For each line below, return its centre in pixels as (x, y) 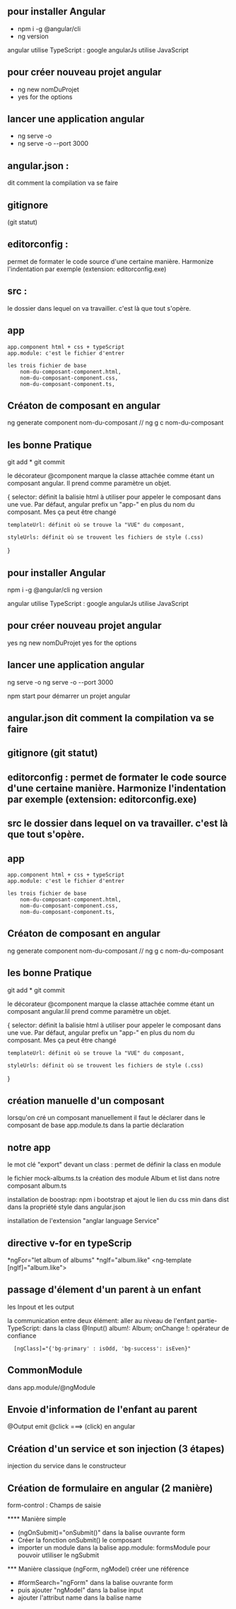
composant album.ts (37, 1186)
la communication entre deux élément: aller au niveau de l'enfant (102, 1320)
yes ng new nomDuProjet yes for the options (72, 643)
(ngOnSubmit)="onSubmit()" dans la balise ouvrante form (101, 1533)
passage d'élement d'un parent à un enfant (104, 1290)
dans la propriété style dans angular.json (66, 1207)
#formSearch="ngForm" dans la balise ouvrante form (95, 1583)
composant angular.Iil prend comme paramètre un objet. (89, 1011)
